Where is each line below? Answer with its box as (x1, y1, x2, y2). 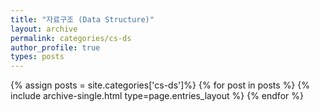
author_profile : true (10, 42, 101, 53)
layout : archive (10, 24, 78, 34)
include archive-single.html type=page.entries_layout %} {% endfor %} (10, 90, 304, 102)
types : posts (10, 52, 65, 62)
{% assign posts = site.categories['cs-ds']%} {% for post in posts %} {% (10, 79, 310, 91)
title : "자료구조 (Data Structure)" (10, 14, 155, 25)
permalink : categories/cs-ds (10, 33, 132, 43)
